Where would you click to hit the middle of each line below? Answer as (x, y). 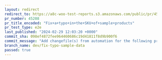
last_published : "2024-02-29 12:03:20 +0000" (51, 32)
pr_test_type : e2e (23, 28)
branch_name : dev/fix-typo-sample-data (45, 45)
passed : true (18, 50)
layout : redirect (22, 9)
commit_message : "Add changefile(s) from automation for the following (78, 41)
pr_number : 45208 (22, 18)
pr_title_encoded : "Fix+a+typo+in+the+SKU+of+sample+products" (70, 23)
